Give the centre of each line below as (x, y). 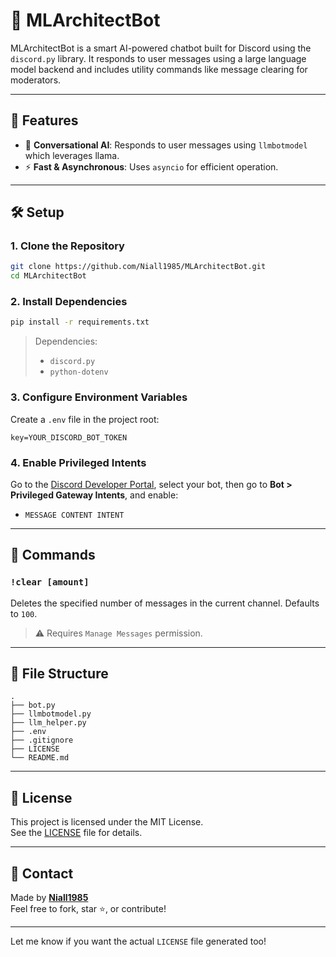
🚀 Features (44, 120)
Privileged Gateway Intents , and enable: (94, 495)
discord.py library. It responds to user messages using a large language (158, 58)
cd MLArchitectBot (48, 276)
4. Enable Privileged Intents (78, 462)
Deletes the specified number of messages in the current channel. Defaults (165, 603)
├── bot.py (33, 705)
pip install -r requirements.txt (80, 322)
